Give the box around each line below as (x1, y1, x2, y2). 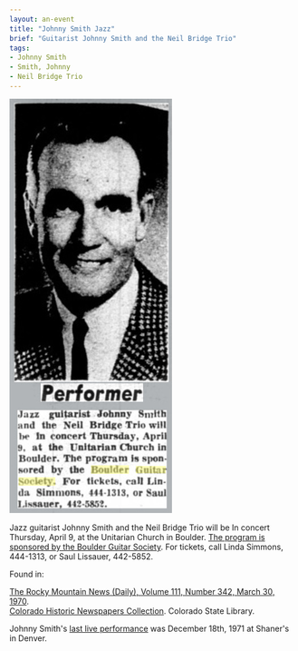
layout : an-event (9, 15, 75, 24)
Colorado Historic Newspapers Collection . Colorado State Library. (9, 605, 255, 616)
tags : (9, 44, 30, 53)
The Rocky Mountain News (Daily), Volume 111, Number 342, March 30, (9, 586, 275, 597)
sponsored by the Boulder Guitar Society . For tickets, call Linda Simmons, (9, 541, 284, 552)
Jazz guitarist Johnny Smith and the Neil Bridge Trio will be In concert (9, 522, 270, 533)
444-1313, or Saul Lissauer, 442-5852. (9, 550, 154, 562)
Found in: (9, 568, 44, 579)
